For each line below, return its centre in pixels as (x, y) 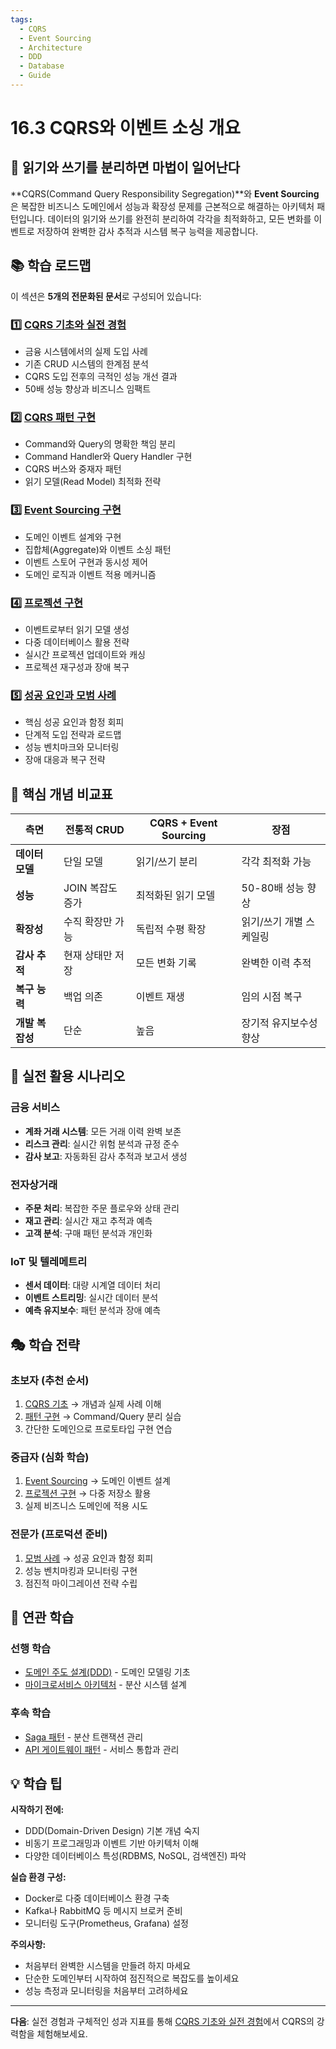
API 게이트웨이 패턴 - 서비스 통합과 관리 (102, 1749)
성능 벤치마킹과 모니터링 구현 (81, 1570)
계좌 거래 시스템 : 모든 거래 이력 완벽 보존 (103, 1131)
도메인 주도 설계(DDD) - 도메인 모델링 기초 (107, 1672)
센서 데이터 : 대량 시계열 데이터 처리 (93, 1285)
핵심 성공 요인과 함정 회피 (74, 722)
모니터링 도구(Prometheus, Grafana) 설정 (106, 1923)
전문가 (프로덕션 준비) (59, 1534)
